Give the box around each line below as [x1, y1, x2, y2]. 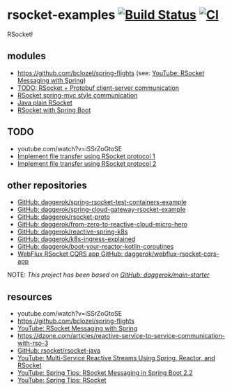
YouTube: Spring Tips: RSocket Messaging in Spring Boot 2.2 [17, 369, 193, 377]
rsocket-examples [7, 7, 116, 23]
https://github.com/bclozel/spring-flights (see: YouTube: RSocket [17, 68, 205, 77]
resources [7, 291, 52, 302]
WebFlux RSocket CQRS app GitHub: [17, 250, 123, 258]
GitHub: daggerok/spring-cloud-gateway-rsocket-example [17, 206, 186, 214]
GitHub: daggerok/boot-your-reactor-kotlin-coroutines [17, 243, 174, 251]
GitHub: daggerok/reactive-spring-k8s [17, 227, 128, 236]
